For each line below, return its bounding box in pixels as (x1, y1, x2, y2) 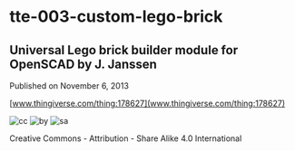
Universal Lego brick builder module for (9, 42, 239, 58)
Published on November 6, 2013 (9, 80, 130, 91)
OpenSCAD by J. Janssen (9, 56, 157, 71)
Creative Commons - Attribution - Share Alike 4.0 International (9, 133, 242, 144)
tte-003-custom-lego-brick (9, 6, 223, 27)
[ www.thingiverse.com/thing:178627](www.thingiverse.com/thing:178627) (9, 98, 286, 109)
